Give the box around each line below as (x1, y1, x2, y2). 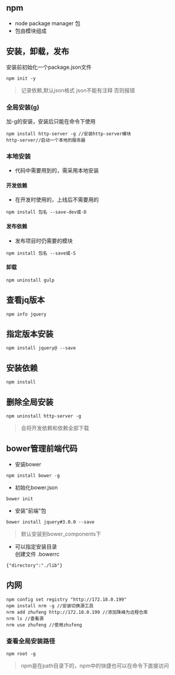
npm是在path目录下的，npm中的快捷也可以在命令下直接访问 (20, 662, 169, 669)
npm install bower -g (6, 473, 60, 479)
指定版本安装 (6, 329, 54, 339)
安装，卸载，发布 (6, 46, 69, 57)
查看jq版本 (6, 295, 45, 305)
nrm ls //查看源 (6, 615, 44, 622)
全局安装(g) (6, 103, 40, 111)
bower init (6, 495, 33, 502)
